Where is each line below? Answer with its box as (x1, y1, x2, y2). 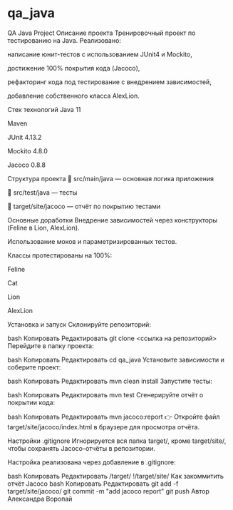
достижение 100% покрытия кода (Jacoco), (7, 63, 140, 72)
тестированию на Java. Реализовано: (7, 36, 121, 44)
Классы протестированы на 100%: (7, 251, 113, 260)
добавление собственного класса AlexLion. (7, 91, 140, 100)
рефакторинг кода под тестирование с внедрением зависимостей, (7, 77, 212, 86)
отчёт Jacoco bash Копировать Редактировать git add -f (7, 479, 179, 488)
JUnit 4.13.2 (7, 133, 42, 141)
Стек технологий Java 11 (7, 105, 81, 113)
